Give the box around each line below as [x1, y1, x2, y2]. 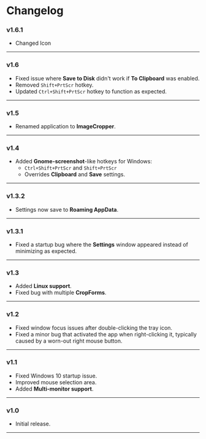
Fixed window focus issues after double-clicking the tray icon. [15, 324, 173, 332]
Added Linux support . [15, 282, 72, 290]
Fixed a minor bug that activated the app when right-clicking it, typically [15, 330, 197, 338]
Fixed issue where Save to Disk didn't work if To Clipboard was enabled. [15, 74, 200, 82]
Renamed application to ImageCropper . [15, 123, 116, 130]
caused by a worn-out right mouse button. [15, 337, 123, 344]
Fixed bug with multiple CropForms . [15, 289, 107, 297]
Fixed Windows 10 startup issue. [15, 372, 97, 379]
